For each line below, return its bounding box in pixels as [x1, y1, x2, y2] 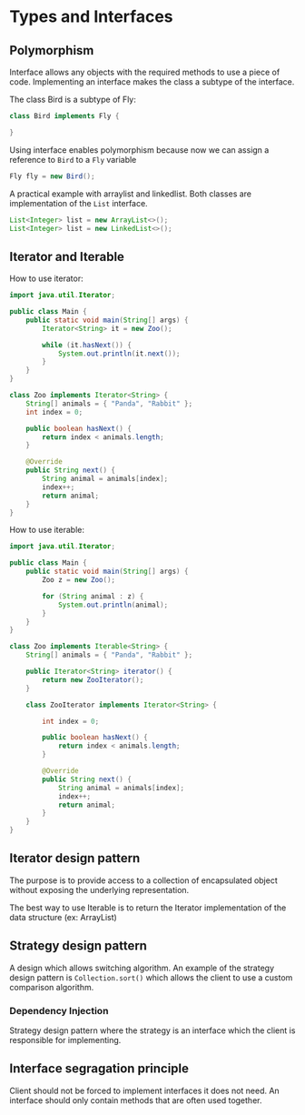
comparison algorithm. [9, 981, 94, 992]
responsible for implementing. [9, 1034, 122, 1045]
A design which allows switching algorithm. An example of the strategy [9, 962, 275, 973]
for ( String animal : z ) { [42, 591, 144, 601]
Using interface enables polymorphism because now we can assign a [9, 144, 270, 156]
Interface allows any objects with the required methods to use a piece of [9, 66, 280, 77]
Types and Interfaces [9, 6, 173, 27]
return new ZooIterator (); [42, 675, 144, 684]
